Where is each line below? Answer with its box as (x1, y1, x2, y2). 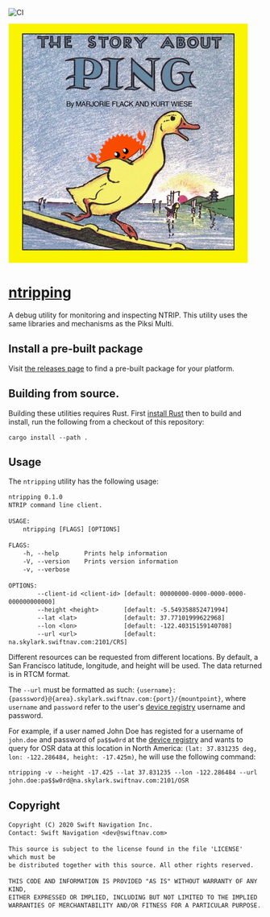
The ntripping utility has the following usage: (8, 476, 159, 487)
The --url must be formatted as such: (8, 685, 135, 695)
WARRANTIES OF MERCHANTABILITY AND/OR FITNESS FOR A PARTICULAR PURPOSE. (8, 902, 262, 910)
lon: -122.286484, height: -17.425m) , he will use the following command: (8, 752, 256, 761)
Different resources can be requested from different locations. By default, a (8, 653, 259, 662)
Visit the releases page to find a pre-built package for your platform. (8, 363, 235, 373)
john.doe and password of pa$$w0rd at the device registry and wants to (8, 735, 243, 745)
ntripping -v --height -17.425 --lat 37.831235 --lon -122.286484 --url (8, 769, 258, 777)
